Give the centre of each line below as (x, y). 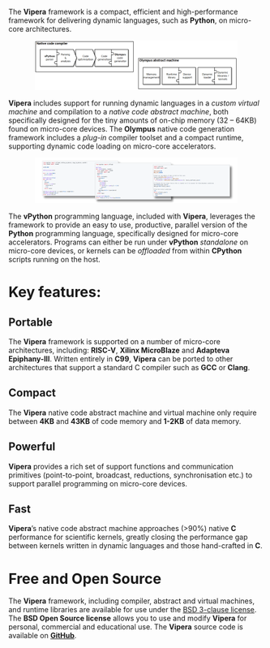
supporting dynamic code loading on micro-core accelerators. (112, 146)
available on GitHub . (43, 636)
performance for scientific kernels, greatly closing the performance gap (128, 537)
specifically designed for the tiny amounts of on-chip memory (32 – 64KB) (133, 120)
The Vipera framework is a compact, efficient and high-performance (123, 12)
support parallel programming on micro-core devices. (98, 483)
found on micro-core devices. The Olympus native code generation (122, 129)
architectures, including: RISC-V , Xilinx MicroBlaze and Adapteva (119, 350)
